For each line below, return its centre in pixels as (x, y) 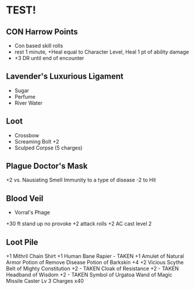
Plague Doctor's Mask (47, 166)
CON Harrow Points (42, 32)
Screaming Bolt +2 (37, 141)
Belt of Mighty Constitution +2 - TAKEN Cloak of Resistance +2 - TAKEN (93, 268)
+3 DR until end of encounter (49, 58)
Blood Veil (25, 198)
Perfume (25, 96)
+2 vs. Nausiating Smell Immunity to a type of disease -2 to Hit (81, 180)
